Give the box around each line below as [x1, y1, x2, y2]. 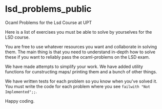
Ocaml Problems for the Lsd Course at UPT [5, 20, 92, 25]
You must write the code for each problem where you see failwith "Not [5, 83, 150, 89]
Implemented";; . [5, 88, 38, 94]
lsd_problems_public [5, 3, 92, 15]
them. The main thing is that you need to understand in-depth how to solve [5, 49, 156, 55]
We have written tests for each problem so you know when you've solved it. [5, 78, 158, 84]
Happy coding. [5, 98, 35, 104]
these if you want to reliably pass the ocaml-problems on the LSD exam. [5, 54, 150, 60]
